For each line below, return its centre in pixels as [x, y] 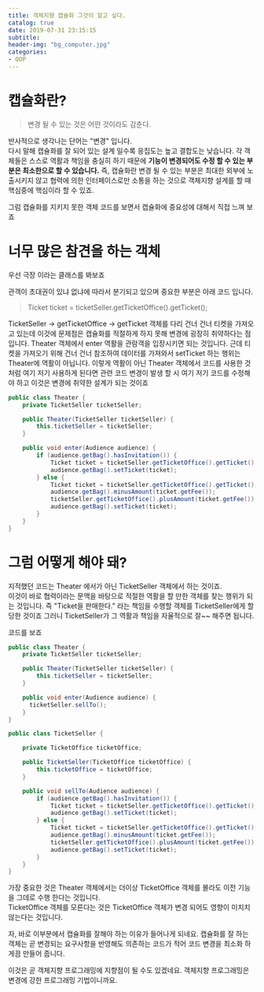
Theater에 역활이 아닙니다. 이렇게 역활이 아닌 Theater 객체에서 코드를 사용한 [126, 362]
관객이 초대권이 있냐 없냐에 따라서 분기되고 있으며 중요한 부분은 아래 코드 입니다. [131, 292]
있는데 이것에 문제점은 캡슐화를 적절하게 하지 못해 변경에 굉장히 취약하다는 [130, 333]
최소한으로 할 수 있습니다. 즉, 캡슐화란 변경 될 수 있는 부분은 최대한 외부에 [134, 170]
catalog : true [31, 23]
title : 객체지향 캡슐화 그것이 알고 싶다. [67, 15]
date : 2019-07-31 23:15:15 [52, 30]
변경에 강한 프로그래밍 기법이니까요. [63, 980]
